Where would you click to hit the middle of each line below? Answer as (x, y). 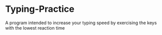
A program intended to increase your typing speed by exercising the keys (81, 23)
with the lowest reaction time (35, 28)
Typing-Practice (40, 9)
